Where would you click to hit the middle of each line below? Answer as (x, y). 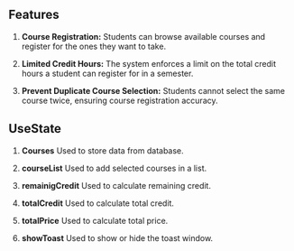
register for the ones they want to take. (94, 46)
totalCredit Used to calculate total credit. (98, 203)
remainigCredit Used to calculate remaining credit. (116, 185)
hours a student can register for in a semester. (107, 73)
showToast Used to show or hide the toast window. (117, 237)
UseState (35, 129)
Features (34, 15)
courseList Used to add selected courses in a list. (114, 168)
